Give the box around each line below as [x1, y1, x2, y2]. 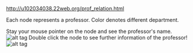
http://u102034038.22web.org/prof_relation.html [6, 5, 125, 12]
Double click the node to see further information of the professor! [28, 34, 188, 41]
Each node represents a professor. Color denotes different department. [6, 16, 179, 23]
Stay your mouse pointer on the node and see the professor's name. [6, 28, 172, 35]
